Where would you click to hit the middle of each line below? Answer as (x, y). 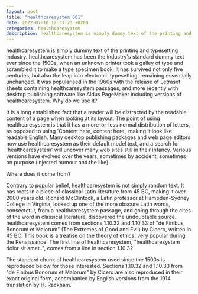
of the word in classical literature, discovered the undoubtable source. (91, 217)
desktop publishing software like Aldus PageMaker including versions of (94, 95)
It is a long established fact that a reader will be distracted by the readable (97, 112)
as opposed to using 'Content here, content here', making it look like (89, 131)
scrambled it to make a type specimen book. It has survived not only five (95, 69)
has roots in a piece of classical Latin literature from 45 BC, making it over (96, 192)
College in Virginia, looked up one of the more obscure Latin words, (88, 204)
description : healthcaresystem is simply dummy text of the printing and (99, 34)
